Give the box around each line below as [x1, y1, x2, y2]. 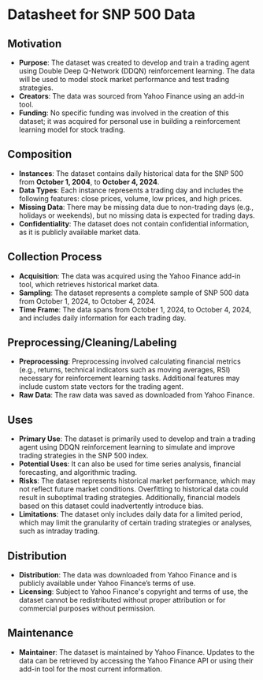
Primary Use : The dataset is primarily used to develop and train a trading [18, 434, 257, 443]
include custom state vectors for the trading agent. [18, 382, 184, 391]
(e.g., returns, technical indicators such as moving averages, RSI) [18, 365, 231, 375]
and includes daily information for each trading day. [18, 313, 187, 323]
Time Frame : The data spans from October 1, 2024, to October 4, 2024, [18, 305, 252, 314]
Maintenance [7, 626, 74, 640]
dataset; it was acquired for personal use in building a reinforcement [18, 117, 241, 125]
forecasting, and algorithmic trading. [18, 468, 138, 477]
